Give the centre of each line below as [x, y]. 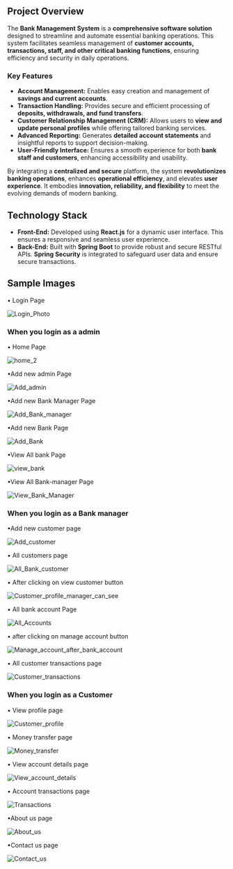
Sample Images [41, 284]
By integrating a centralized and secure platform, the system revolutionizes [117, 171]
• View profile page [35, 710]
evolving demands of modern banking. [63, 194]
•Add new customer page [44, 529]
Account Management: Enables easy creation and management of [113, 91]
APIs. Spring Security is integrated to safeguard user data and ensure [118, 254]
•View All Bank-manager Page [50, 482]
